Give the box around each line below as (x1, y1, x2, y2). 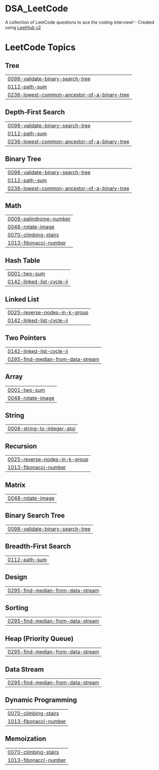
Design (5, 573, 27, 581)
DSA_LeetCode (5, 3, 68, 14)
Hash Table (5, 256, 40, 265)
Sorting (5, 603, 28, 612)
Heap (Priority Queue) (5, 634, 74, 643)
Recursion (5, 442, 37, 450)
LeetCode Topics (5, 42, 76, 53)
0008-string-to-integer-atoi (7, 425, 76, 432)
